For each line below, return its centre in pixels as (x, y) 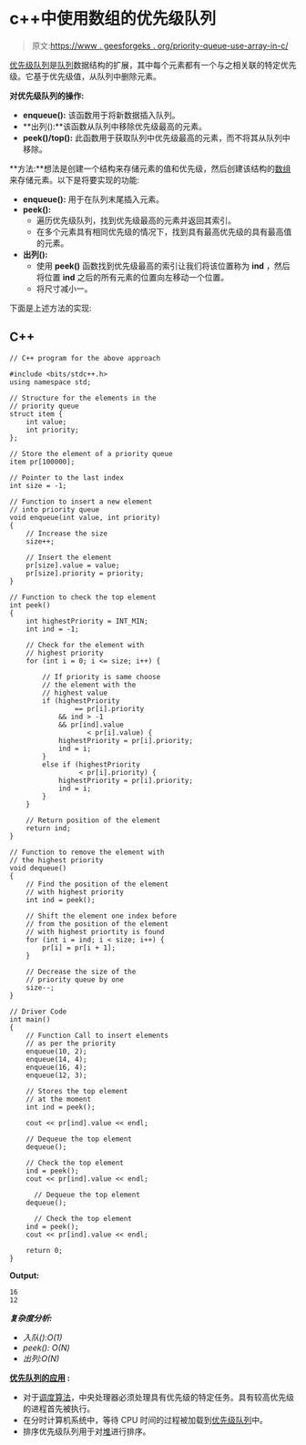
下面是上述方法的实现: (51, 308)
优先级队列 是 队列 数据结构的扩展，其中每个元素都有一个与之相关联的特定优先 (153, 65)
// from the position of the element (97, 924)
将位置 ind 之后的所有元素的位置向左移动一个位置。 (133, 277)
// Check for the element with (85, 645)
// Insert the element (69, 557)
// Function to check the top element (83, 597)
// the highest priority (56, 860)
